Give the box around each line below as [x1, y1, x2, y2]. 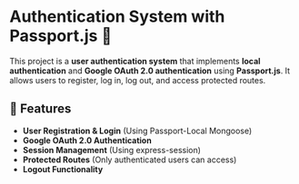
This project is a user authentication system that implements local [9, 55, 261, 66]
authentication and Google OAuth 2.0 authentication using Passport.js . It [9, 65, 291, 76]
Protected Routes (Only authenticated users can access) [22, 154, 237, 165]
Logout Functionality [22, 163, 104, 174]
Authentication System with [9, 6, 225, 27]
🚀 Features [9, 102, 72, 117]
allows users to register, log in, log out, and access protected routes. [9, 74, 266, 85]
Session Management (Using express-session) [22, 144, 202, 155]
